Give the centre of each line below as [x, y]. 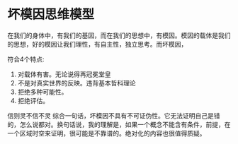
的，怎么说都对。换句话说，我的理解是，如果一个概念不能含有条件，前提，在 [119, 124]
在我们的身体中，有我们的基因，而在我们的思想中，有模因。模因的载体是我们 [119, 35]
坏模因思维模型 [51, 14]
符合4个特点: [26, 59]
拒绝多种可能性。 [42, 92]
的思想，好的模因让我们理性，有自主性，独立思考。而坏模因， [97, 44]
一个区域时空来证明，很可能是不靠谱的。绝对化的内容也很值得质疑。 [107, 133]
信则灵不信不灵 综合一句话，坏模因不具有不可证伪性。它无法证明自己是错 [114, 115]
